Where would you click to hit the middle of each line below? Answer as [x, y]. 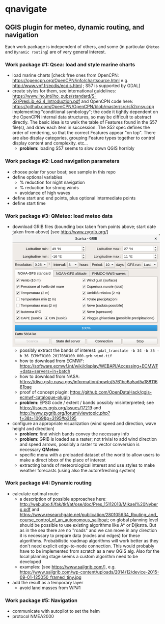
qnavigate [26, 9]
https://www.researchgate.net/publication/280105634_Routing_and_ [89, 514]
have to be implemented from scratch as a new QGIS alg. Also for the [89, 551]
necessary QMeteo [39, 449]
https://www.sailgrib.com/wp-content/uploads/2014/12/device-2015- [89, 572]
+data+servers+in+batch [45, 371]
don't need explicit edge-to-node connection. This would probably [87, 546]
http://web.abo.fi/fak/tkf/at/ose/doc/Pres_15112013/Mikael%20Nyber [89, 504]
